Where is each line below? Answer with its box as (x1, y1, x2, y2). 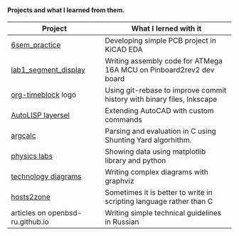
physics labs (11, 151, 53, 161)
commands (105, 114, 142, 124)
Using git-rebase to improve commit (105, 85, 227, 95)
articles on (11, 208, 46, 218)
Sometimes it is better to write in (105, 188, 213, 198)
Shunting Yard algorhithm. (105, 135, 192, 145)
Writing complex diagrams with (105, 167, 208, 177)
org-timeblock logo (11, 90, 77, 100)
